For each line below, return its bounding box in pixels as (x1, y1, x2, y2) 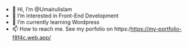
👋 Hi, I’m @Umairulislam (12, 6, 72, 13)
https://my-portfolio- (130, 25, 183, 33)
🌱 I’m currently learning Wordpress (12, 19, 100, 25)
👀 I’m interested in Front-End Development (12, 12, 119, 19)
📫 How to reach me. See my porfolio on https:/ (12, 25, 131, 33)
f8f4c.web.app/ (12, 34, 52, 41)
